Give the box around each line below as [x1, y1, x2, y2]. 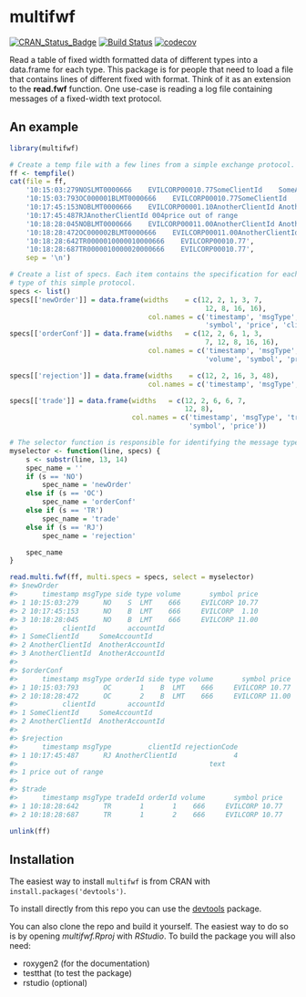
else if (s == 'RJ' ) [25, 523, 104, 532]
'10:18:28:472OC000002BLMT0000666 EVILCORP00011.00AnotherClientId [25, 228, 300, 237]
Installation [9, 851, 75, 867]
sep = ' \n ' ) [25, 254, 71, 263]
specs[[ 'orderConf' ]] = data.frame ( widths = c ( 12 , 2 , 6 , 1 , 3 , [9, 329, 263, 338]
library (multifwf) [9, 143, 79, 152]
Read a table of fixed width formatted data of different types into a [9, 54, 258, 65]
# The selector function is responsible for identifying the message [9, 438, 280, 447]
